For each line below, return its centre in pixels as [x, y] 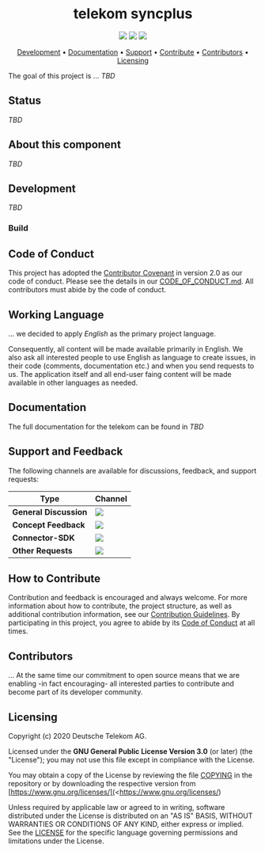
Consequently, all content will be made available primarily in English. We [126, 348]
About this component [64, 145]
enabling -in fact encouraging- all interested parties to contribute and [121, 684]
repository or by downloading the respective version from [102, 783]
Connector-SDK [44, 538]
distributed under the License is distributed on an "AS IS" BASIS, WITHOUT [131, 816]
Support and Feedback [66, 452]
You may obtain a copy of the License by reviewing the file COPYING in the [131, 775]
